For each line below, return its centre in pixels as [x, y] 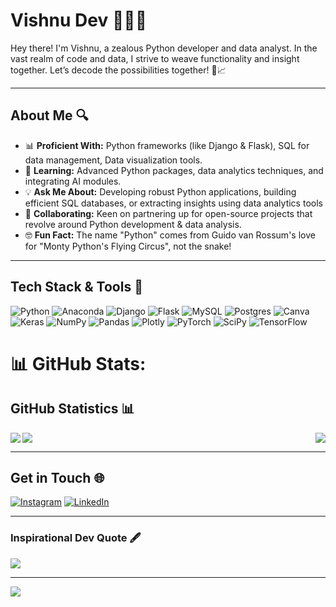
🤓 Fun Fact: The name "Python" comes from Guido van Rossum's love [170, 235]
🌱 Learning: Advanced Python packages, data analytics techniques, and [174, 170]
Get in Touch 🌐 [57, 477]
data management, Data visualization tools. [113, 160]
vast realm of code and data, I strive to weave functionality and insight [155, 58]
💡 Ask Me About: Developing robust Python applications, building [160, 191]
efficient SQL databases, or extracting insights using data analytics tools [173, 203]
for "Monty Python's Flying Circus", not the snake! [128, 246]
